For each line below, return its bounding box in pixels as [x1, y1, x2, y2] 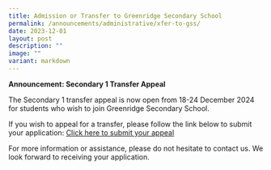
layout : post [8, 34, 53, 43]
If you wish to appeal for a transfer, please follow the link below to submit [8, 119, 252, 129]
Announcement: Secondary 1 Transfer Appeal [8, 79, 166, 89]
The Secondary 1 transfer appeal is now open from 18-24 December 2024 [8, 95, 255, 104]
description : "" [8, 42, 63, 50]
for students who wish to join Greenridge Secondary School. [8, 103, 210, 113]
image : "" [8, 49, 42, 57]
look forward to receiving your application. [8, 151, 150, 162]
